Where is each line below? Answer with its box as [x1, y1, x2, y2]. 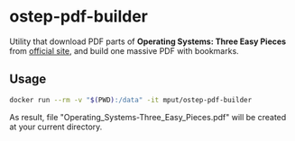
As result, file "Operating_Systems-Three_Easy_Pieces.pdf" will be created [9, 111, 287, 122]
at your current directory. [9, 121, 103, 132]
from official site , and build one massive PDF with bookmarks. [9, 45, 239, 56]
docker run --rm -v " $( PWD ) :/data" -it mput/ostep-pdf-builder [9, 95, 253, 104]
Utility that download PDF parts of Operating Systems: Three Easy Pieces [9, 36, 287, 47]
